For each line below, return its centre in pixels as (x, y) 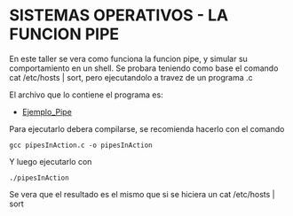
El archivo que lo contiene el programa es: (86, 95)
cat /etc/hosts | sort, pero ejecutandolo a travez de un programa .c (131, 77)
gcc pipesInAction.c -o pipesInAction (81, 145)
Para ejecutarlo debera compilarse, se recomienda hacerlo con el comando (147, 128)
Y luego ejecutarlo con (51, 161)
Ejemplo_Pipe (47, 112)
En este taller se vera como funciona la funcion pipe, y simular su (129, 58)
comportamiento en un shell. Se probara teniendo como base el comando (144, 68)
